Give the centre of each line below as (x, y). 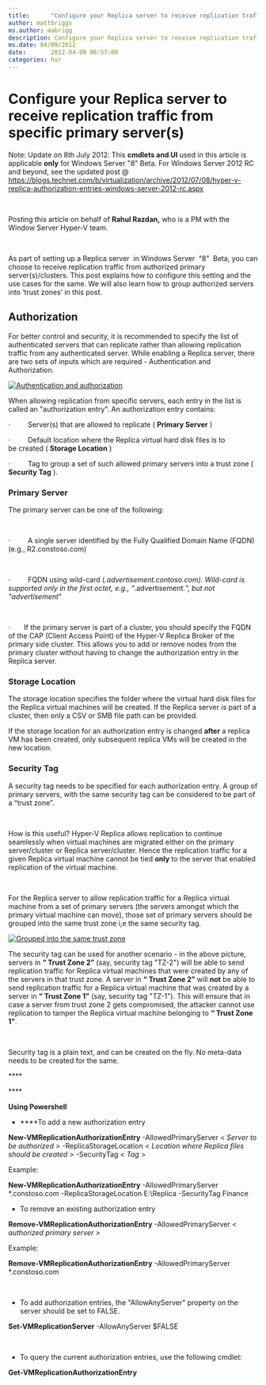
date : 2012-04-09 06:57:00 (63, 52)
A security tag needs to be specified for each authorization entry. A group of (133, 785)
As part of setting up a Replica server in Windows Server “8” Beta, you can (133, 258)
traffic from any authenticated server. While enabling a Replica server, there (131, 353)
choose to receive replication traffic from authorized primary (107, 267)
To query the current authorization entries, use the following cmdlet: (131, 1356)
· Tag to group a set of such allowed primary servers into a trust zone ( (131, 463)
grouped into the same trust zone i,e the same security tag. (105, 923)
